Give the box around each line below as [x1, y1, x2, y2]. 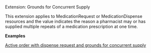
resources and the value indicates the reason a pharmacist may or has [5, 19, 146, 24]
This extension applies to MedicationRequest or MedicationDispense [5, 13, 142, 19]
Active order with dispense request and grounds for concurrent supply [5, 42, 147, 48]
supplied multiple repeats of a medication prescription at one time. [5, 24, 138, 29]
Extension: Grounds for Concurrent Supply [5, 4, 90, 10]
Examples [5, 33, 26, 39]
